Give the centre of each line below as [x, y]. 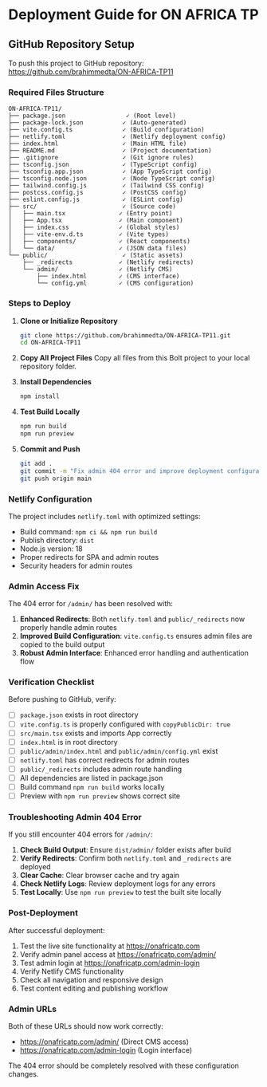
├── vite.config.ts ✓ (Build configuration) [106, 130]
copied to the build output [62, 644]
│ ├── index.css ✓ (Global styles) [94, 228]
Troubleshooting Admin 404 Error [75, 817]
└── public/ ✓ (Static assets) [96, 256]
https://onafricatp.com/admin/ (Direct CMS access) [104, 1042]
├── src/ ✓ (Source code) [92, 207]
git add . [36, 463]
